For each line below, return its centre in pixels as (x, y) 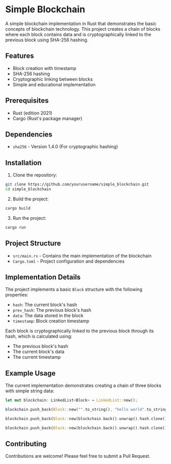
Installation (23, 163)
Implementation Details (43, 277)
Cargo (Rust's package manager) (47, 118)
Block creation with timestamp (44, 68)
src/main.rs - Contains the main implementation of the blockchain (82, 256)
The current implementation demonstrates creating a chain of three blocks (83, 386)
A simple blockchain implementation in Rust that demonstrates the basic (81, 24)
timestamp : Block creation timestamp (51, 321)
